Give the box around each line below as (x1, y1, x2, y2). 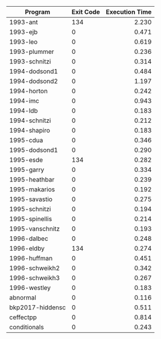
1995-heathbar (9, 176, 55, 183)
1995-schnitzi (9, 205, 51, 213)
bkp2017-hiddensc (9, 303, 66, 311)
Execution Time (106, 8, 152, 16)
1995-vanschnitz (9, 225, 60, 232)
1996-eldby (9, 245, 45, 252)
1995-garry (9, 166, 45, 174)
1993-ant (9, 18, 38, 26)
